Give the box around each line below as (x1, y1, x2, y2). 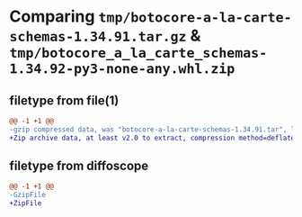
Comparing (9, 6, 95, 27)
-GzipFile (9, 191, 47, 200)
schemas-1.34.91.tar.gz (9, 29, 187, 46)
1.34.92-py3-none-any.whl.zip (9, 60, 235, 77)
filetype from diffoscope (9, 158, 149, 174)
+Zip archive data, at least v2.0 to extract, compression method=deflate (9, 133, 296, 142)
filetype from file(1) (9, 93, 120, 108)
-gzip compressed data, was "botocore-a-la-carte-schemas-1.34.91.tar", (9, 124, 288, 134)
